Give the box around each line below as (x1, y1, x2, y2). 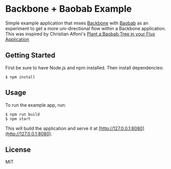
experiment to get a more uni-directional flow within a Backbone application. (5, 25, 166, 31)
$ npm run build (5, 112, 40, 117)
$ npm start (5, 116, 31, 122)
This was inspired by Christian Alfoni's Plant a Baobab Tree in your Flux (5, 31, 156, 37)
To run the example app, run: (5, 102, 66, 108)
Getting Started (5, 51, 56, 60)
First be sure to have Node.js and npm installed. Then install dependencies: (5, 64, 164, 70)
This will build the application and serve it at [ (5, 125, 101, 131)
